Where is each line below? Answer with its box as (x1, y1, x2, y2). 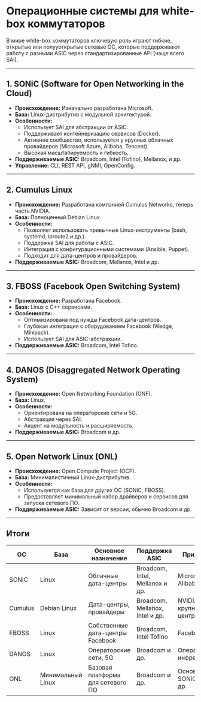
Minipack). (23, 329, 50, 336)
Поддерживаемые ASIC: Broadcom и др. (14, 428, 121, 436)
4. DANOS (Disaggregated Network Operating (6, 365, 181, 375)
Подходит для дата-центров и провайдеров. (23, 252, 138, 259)
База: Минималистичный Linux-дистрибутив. (14, 474, 131, 481)
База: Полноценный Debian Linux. (14, 213, 102, 220)
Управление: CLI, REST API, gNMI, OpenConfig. (14, 162, 136, 169)
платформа (88, 671, 121, 679)
